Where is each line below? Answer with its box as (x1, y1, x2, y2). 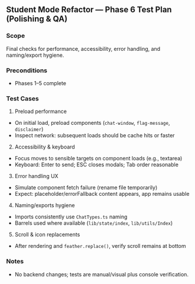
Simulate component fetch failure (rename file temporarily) (14, 184, 158, 191)
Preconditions (6, 66, 48, 75)
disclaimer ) (14, 125, 44, 133)
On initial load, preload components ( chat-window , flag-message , (14, 120, 170, 127)
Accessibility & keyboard (14, 143, 75, 150)
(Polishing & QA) (6, 14, 68, 24)
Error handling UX (14, 173, 58, 180)
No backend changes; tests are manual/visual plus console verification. (14, 270, 189, 277)
